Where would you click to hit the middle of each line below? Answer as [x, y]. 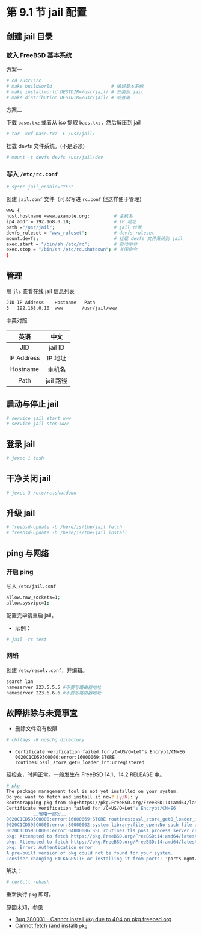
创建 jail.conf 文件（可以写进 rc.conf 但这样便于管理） [76, 199]
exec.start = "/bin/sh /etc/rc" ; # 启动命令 [72, 244]
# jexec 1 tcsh [25, 458]
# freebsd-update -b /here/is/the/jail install [67, 533]
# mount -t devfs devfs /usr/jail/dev [55, 158]
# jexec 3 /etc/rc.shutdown [41, 493]
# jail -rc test [26, 639]
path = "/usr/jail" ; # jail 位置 [74, 227]
